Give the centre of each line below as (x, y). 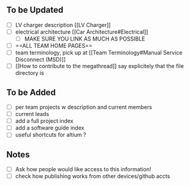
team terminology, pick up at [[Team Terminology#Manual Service (99, 53)
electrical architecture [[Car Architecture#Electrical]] (82, 32)
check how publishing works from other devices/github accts (93, 176)
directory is (29, 73)
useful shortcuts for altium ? (51, 135)
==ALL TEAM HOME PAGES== (54, 46)
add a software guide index (50, 128)
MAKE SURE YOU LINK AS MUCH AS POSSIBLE (85, 39)
